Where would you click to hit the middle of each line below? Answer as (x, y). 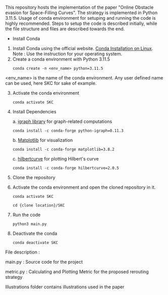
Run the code (26, 215)
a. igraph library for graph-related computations (62, 121)
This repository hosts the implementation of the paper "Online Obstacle (79, 7)
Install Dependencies (34, 112)
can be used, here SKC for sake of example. (51, 83)
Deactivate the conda (35, 233)
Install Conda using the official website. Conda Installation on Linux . (83, 48)
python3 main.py (30, 224)
